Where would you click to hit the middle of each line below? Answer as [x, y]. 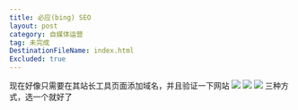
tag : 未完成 [30, 42]
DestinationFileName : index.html [72, 51]
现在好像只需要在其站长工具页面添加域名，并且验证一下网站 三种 [145, 85]
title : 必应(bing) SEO [50, 17]
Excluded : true [38, 59]
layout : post [34, 26]
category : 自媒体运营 [46, 34]
